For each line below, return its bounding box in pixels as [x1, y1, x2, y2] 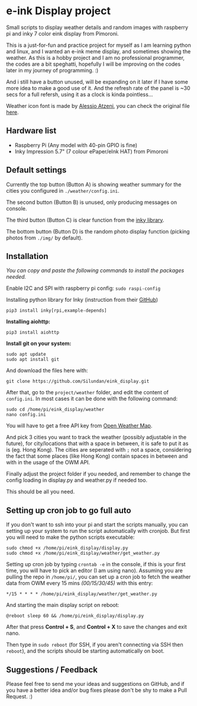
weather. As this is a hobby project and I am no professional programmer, [6, 54, 185, 61]
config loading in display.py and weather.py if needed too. [6, 477, 148, 484]
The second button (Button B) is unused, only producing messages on [6, 199, 177, 206]
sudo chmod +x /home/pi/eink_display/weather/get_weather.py [6, 550, 160, 557]
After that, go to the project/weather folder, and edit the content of [6, 389, 169, 396]
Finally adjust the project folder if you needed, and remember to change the [6, 470, 190, 478]
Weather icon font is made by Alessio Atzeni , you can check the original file [6, 102, 190, 109]
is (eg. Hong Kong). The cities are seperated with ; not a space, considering [6, 446, 192, 453]
